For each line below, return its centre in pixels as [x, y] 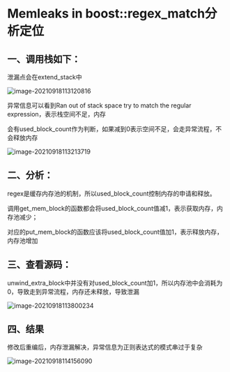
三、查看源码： [39, 265]
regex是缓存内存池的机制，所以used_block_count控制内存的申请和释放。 [112, 193]
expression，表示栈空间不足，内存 [57, 114]
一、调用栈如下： [44, 59]
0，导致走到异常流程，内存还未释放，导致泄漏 [73, 291]
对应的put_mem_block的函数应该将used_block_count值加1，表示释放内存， [115, 232]
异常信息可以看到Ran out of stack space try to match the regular [99, 105]
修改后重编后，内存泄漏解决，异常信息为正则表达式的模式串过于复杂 [105, 347]
